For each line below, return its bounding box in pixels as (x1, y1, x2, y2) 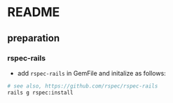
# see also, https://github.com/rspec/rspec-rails (7, 82, 158, 90)
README (7, 4, 60, 20)
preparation (7, 32, 60, 44)
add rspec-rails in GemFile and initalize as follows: (17, 69, 166, 77)
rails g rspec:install (7, 89, 74, 96)
